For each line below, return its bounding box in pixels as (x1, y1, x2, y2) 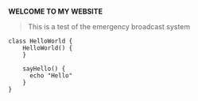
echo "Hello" (29, 72, 73, 80)
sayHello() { (22, 65, 66, 73)
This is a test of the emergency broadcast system (27, 22, 191, 31)
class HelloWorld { (8, 37, 73, 45)
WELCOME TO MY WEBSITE (8, 7, 103, 16)
